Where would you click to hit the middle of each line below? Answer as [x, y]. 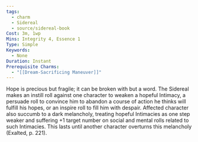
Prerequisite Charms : [33, 67]
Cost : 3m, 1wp [24, 34]
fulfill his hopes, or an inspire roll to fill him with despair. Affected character [98, 108]
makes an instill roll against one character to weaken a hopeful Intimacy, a [96, 95]
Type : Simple [22, 45]
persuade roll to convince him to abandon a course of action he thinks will [96, 102]
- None [20, 56]
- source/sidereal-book [40, 28]
